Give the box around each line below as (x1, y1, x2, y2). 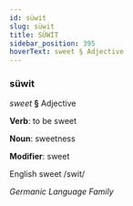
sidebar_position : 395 (9, 38, 96, 48)
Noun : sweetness (9, 133, 76, 144)
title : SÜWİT (9, 30, 59, 39)
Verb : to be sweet (9, 116, 77, 127)
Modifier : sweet (9, 151, 70, 162)
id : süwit (9, 13, 47, 23)
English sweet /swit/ (9, 169, 86, 180)
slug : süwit (9, 22, 55, 31)
